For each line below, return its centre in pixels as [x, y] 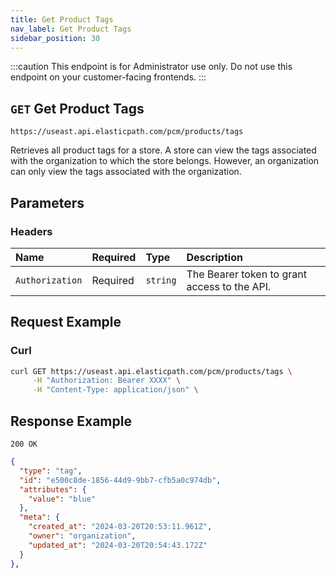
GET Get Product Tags [77, 108]
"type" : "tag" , [51, 471]
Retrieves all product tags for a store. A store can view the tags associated [163, 150]
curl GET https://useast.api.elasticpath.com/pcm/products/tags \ [151, 371]
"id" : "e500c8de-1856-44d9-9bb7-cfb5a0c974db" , [120, 480]
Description [214, 257]
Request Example [66, 322]
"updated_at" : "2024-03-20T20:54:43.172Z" [118, 545]
